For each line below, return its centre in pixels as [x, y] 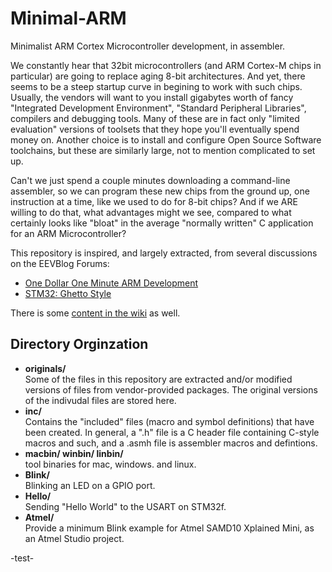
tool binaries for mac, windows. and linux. [110, 464]
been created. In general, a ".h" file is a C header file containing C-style [172, 432]
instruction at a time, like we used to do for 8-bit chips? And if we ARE [154, 201]
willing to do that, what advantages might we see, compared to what [151, 212]
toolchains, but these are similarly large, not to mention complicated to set [163, 150]
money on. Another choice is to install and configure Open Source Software [166, 139]
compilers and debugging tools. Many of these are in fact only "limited [155, 118]
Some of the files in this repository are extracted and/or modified [158, 379]
